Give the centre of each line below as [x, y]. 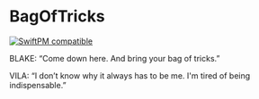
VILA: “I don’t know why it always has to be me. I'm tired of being [130, 75]
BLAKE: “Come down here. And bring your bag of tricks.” [115, 58]
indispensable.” [38, 85]
